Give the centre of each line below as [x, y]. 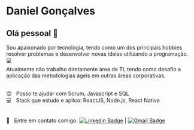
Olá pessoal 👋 [32, 33]
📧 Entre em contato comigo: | [66, 120]
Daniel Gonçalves [51, 11]
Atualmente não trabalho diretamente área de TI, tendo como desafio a [94, 69]
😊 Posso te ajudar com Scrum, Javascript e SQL [68, 93]
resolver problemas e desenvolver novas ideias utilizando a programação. [97, 54]
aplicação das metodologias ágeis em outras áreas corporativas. [86, 75]
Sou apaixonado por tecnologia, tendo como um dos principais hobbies [94, 47]
